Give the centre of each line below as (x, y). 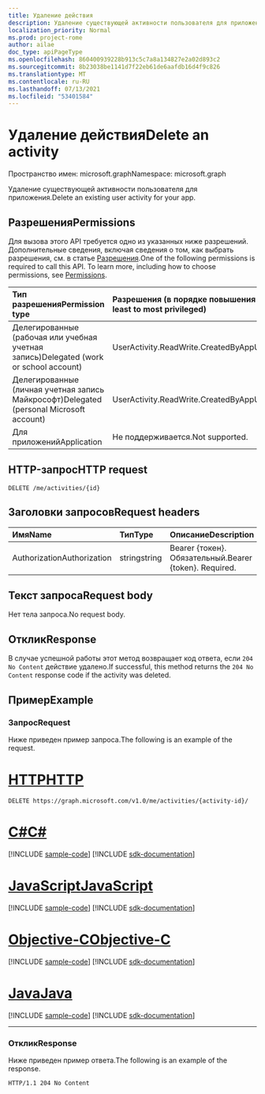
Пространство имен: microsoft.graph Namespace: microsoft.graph (117, 174)
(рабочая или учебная (55, 337)
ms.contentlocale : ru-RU (49, 81)
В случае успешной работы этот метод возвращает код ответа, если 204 (131, 658)
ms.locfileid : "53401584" (50, 96)
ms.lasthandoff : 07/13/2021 (54, 89)
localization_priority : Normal (60, 30)
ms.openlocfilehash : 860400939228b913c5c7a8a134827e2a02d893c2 (114, 60)
